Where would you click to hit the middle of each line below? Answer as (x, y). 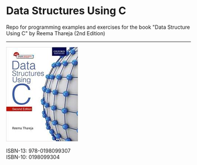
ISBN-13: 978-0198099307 (38, 150)
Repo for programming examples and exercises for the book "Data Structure (98, 27)
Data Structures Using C (66, 11)
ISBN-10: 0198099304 (33, 157)
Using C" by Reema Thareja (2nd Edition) (56, 33)
